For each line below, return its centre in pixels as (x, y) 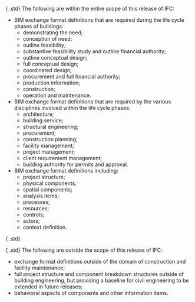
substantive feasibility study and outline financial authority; (94, 51)
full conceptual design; (51, 64)
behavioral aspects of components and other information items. (91, 293)
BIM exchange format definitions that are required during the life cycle (99, 20)
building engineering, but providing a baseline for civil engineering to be (101, 280)
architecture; (38, 114)
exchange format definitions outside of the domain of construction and (100, 262)
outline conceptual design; (55, 58)
